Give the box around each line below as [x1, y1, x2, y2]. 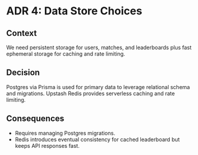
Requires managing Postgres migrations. [14, 129, 116, 136]
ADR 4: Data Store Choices [6, 4, 143, 18]
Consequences [6, 114, 65, 124]
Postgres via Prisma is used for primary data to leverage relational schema [6, 83, 190, 90]
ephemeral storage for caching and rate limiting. [6, 50, 125, 57]
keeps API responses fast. [14, 142, 80, 149]
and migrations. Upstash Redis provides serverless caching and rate [6, 90, 175, 97]
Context [6, 28, 37, 38]
